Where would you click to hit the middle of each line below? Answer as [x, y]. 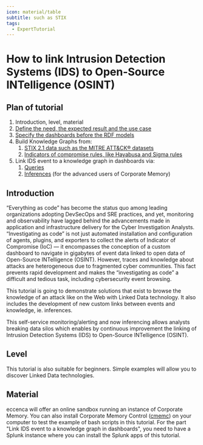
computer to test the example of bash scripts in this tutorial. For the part [96, 422]
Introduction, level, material [49, 122]
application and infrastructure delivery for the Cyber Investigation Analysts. [100, 227]
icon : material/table [34, 12]
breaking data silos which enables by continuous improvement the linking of [101, 329]
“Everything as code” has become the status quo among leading [87, 208]
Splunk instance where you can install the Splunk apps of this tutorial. [94, 435]
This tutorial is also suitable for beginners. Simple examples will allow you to [101, 369]
